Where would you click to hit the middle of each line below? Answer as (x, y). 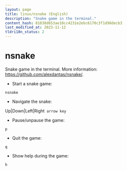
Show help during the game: (40, 156)
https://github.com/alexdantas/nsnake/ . (44, 74)
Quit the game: (27, 138)
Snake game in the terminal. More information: (51, 69)
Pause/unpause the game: (38, 120)
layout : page (18, 9)
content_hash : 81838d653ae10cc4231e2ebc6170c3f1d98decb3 (64, 23)
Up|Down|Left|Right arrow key (36, 111)
